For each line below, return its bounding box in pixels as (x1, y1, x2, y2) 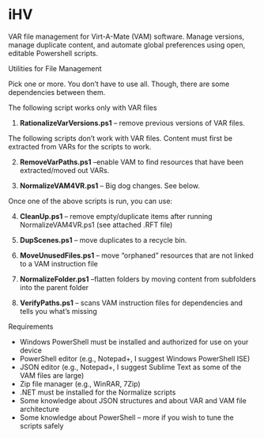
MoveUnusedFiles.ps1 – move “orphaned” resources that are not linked (19, 251, 255, 260)
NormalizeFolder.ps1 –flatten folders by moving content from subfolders (19, 274, 257, 284)
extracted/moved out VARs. (19, 165, 110, 175)
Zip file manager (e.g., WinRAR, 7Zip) (19, 379, 141, 388)
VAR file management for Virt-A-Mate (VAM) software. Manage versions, (8, 32, 245, 41)
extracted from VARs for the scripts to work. (8, 142, 152, 151)
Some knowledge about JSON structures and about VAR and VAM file (19, 395, 247, 405)
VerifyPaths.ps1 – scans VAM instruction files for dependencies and (19, 298, 243, 308)
